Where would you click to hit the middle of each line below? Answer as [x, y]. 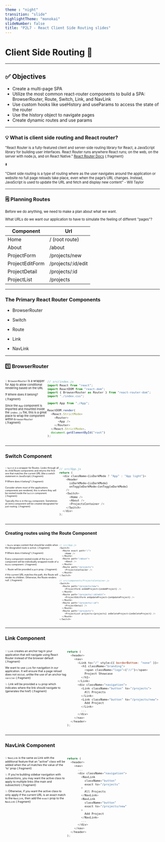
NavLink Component [30, 745]
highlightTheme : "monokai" [33, 19]
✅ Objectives [26, 77]
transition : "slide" [26, 14]
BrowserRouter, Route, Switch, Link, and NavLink [62, 99]
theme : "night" [22, 10]
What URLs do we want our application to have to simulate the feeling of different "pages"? [79, 220]
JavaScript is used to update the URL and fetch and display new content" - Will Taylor [74, 182]
